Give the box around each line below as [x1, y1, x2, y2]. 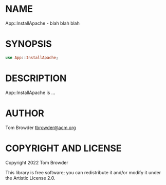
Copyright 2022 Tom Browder [5, 159, 68, 165]
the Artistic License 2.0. [5, 175, 56, 181]
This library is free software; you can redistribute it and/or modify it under [5, 169, 161, 175]
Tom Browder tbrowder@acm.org [5, 124, 76, 131]
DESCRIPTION [5, 72, 67, 84]
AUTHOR [5, 107, 45, 119]
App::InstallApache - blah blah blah [5, 20, 80, 26]
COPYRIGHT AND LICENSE [5, 142, 122, 154]
